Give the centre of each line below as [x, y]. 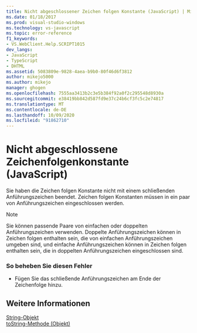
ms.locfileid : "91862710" [38, 121]
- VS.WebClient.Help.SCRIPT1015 [45, 45]
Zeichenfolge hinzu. [39, 285]
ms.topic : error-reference [39, 33]
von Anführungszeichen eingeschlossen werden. [65, 203]
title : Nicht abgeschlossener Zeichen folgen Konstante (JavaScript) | [95, 11]
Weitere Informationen [48, 303]
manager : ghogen [26, 88]
